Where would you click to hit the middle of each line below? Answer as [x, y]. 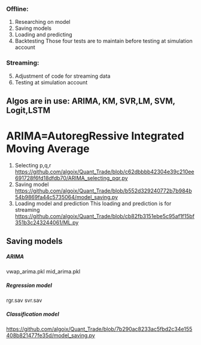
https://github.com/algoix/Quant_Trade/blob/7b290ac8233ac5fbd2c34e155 [99, 329]
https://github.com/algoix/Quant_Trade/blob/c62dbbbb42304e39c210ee [104, 172]
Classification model [33, 314]
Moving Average [48, 149]
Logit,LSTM [28, 110]
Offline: [17, 9]
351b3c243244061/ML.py [47, 222]
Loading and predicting [44, 35]
